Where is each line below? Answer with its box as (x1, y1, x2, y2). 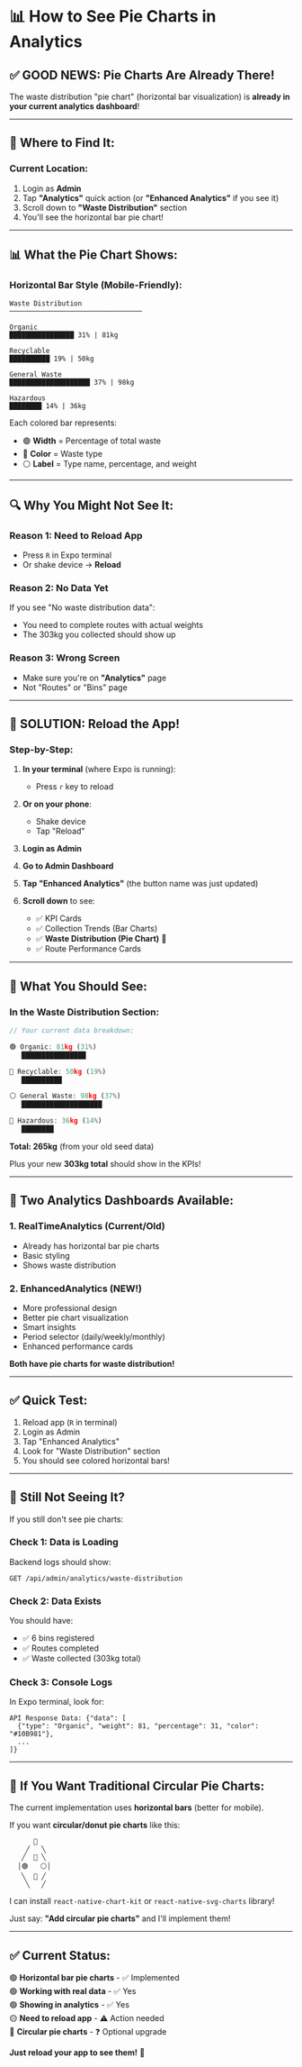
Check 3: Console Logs (9, 1676, 113, 1689)
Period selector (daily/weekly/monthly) (22, 1331, 166, 1342)
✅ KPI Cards (35, 913, 83, 924)
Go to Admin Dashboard (22, 860, 114, 871)
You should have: (9, 1616, 74, 1626)
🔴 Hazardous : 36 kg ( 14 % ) (9, 1116, 102, 1125)
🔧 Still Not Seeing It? (9, 1489, 126, 1505)
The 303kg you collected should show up (22, 629, 177, 640)
